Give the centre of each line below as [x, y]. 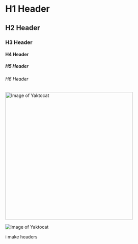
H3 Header [19, 42]
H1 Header [27, 9]
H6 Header [17, 79]
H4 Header [17, 55]
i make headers [21, 237]
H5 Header [17, 66]
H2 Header [23, 28]
